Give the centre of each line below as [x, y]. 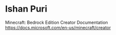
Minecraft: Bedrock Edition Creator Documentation [57, 22]
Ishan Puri [26, 9]
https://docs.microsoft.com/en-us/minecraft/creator [58, 27]
